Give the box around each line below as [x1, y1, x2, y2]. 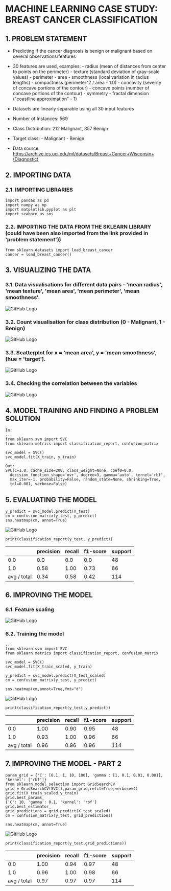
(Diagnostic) [12, 156, 39, 162]
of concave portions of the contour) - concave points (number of [12, 85, 150, 91]
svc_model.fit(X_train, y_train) [5, 454, 77, 460]
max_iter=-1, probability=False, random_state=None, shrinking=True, [10, 477, 161, 482]
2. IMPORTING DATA [5, 171, 71, 179]
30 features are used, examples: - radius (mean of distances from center [12, 63, 166, 69]
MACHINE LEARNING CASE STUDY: [5, 3, 158, 15]
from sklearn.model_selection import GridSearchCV [5, 782, 115, 787]
